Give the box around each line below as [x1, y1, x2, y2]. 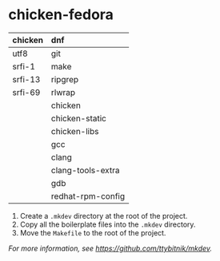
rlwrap [50, 86, 76, 97]
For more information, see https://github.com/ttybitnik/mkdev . [8, 243, 213, 253]
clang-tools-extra [50, 164, 120, 176]
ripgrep [50, 73, 79, 85]
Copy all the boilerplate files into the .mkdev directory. [19, 219, 196, 229]
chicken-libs [50, 125, 99, 136]
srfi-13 [12, 73, 41, 85]
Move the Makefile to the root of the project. [19, 227, 166, 237]
